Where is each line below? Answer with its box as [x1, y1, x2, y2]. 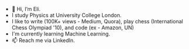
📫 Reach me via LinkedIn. [11, 37, 75, 44]
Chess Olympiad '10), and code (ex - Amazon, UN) [11, 24, 134, 31]
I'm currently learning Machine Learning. [11, 30, 110, 37]
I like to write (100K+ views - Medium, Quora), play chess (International [11, 18, 183, 24]
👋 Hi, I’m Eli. [11, 6, 41, 12]
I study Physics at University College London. [11, 12, 122, 19]
